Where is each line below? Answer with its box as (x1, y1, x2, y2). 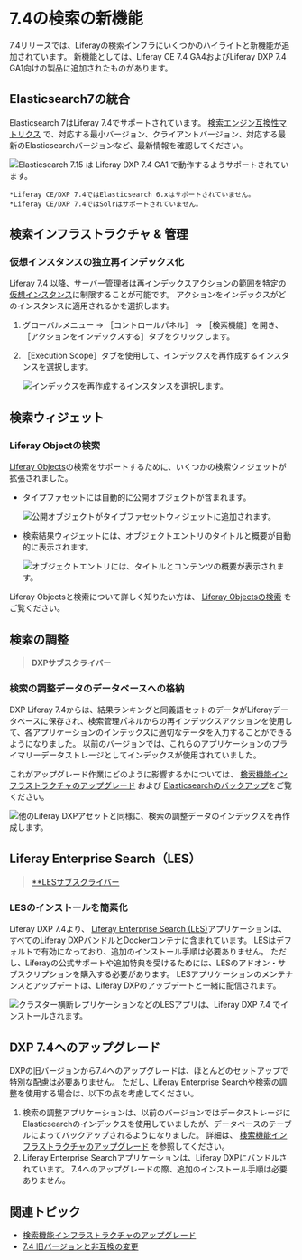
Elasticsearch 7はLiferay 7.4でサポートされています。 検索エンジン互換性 (9, 117, 279, 127)
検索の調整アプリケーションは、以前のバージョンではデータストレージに (22, 1107, 291, 1118)
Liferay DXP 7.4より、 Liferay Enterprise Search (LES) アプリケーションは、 (9, 924, 287, 935)
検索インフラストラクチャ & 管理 (9, 227, 188, 242)
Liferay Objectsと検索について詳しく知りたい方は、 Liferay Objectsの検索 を (9, 591, 292, 602)
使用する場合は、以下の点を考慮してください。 (24, 1088, 199, 1099)
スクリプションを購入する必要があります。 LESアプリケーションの (16, 969, 262, 980)
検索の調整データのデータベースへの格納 (9, 682, 185, 694)
